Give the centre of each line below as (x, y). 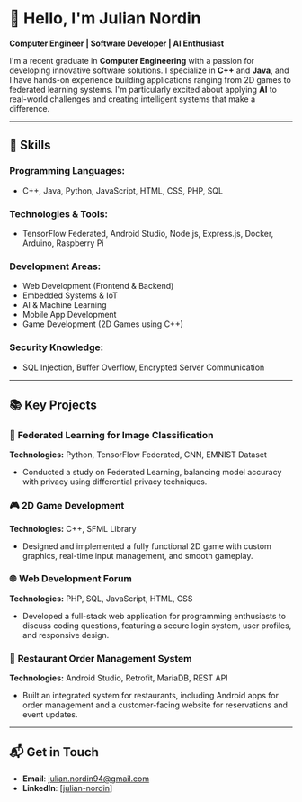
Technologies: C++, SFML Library (73, 528)
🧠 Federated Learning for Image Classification (111, 435)
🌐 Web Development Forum (71, 579)
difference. (30, 108)
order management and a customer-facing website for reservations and (155, 705)
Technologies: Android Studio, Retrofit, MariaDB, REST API (119, 678)
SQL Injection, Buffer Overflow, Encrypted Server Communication (143, 367)
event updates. (50, 715)
